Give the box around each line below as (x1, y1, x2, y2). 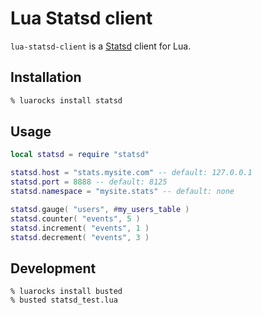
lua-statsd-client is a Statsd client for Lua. (10, 40, 192, 52)
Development (10, 260, 97, 277)
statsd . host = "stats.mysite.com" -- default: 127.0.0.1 (10, 168, 253, 178)
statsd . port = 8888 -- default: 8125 (10, 177, 168, 187)
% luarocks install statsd (10, 95, 123, 106)
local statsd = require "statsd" (10, 150, 150, 160)
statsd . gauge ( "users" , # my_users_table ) (10, 204, 190, 214)
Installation (10, 69, 82, 86)
